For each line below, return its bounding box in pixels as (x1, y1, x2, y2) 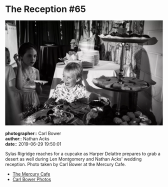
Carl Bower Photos (12, 176, 51, 182)
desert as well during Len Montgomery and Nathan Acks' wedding (5, 156, 142, 162)
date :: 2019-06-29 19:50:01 (5, 141, 61, 147)
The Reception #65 (5, 3, 86, 15)
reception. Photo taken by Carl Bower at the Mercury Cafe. (5, 161, 126, 167)
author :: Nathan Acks (5, 135, 50, 141)
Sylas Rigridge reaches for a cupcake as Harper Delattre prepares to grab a (5, 150, 161, 156)
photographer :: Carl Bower (5, 130, 61, 136)
